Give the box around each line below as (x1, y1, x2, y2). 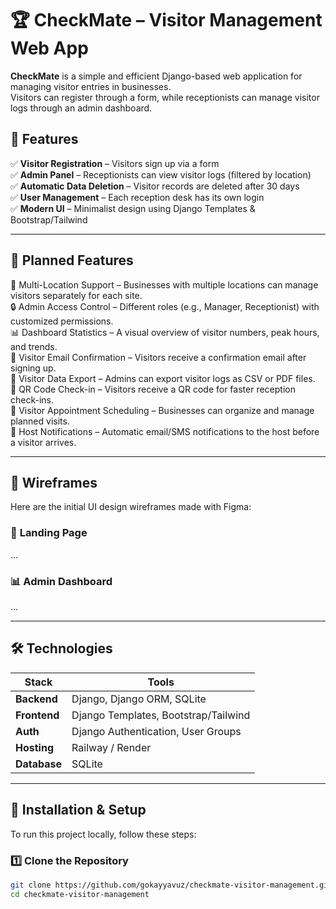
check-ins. (10, 393, 55, 406)
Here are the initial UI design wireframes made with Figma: (10, 501, 252, 513)
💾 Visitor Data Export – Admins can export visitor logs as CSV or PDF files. (10, 372, 316, 384)
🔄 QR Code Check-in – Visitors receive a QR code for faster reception (10, 383, 296, 395)
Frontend (15, 708, 60, 722)
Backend (15, 692, 58, 706)
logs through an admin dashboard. (10, 102, 153, 114)
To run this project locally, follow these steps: (10, 828, 197, 840)
